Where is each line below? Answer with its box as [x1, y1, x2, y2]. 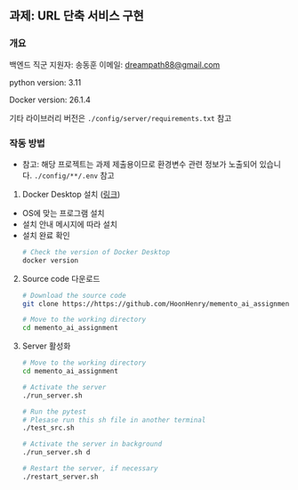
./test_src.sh [21, 423, 75, 433]
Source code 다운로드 [21, 273, 101, 284]
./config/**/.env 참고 [34, 170, 115, 181]
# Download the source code [21, 291, 126, 300]
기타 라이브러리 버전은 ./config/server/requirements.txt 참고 [9, 112, 232, 123]
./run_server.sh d [21, 448, 91, 457]
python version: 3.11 [9, 76, 82, 87]
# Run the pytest [21, 407, 87, 416]
